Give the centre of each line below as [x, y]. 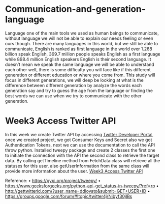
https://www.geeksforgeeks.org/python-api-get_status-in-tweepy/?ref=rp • [82, 186]
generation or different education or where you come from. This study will [80, 75]
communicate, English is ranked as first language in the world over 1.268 [79, 49]
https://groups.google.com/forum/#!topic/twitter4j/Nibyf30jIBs [69, 196]
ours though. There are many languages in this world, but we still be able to [82, 43]
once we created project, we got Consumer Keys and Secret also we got [79, 140]
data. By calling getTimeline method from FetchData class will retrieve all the [83, 160]
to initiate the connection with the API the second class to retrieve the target [82, 155]
